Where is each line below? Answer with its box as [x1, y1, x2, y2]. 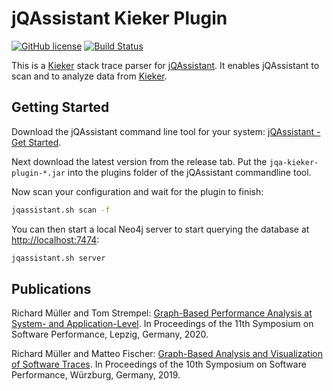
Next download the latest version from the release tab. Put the [11, 155, 268, 167]
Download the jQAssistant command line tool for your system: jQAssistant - [11, 125, 321, 137]
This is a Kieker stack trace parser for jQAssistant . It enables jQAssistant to [11, 59, 320, 71]
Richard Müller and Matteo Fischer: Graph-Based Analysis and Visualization [11, 348, 323, 360]
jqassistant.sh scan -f [11, 205, 111, 215]
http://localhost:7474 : [11, 233, 100, 246]
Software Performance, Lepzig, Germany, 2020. [11, 328, 209, 341]
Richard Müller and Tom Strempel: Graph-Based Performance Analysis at [11, 307, 313, 319]
